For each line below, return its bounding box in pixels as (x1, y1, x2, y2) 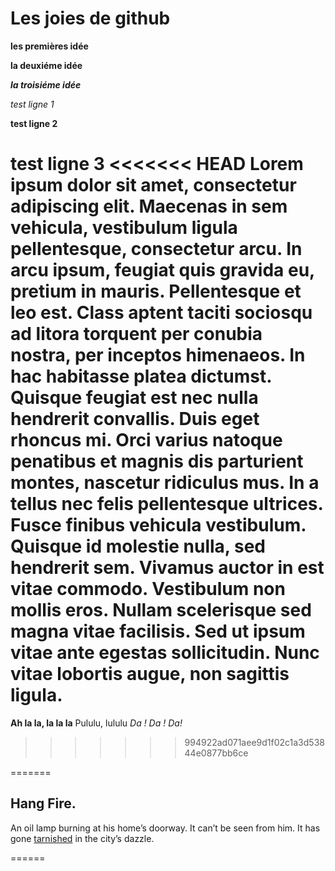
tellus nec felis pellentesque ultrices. (10, 493, 323, 516)
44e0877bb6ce (184, 747, 249, 759)
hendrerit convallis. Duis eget (10, 408, 260, 431)
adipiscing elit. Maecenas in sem (10, 195, 288, 218)
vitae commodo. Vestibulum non (10, 578, 286, 601)
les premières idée (10, 40, 89, 52)
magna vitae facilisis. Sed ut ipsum (10, 620, 306, 643)
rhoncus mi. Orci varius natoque (10, 429, 283, 452)
